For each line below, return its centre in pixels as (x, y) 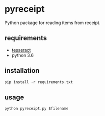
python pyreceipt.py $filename (37, 109)
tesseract (21, 50)
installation (22, 71)
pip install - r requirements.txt (39, 82)
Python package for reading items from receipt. (52, 23)
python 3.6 (23, 55)
